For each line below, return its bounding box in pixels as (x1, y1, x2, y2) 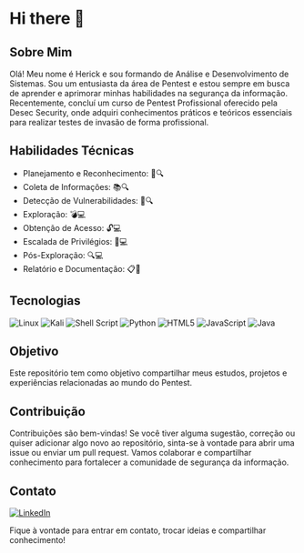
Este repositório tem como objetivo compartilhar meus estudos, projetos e (9, 367, 288, 378)
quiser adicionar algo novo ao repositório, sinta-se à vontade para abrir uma (9, 437, 295, 448)
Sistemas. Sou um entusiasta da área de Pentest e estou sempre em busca (9, 78, 290, 89)
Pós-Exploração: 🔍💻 (22, 249, 104, 260)
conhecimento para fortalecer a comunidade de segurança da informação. (9, 457, 289, 468)
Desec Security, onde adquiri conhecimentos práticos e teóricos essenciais (9, 107, 293, 117)
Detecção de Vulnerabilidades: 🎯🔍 (22, 195, 154, 206)
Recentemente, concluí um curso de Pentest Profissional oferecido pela (9, 97, 278, 108)
